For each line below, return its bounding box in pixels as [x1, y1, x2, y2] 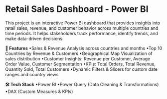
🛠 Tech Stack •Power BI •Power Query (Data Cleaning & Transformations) [5, 81, 159, 87]
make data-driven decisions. [5, 36, 64, 42]
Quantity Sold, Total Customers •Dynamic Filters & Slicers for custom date [5, 66, 158, 72]
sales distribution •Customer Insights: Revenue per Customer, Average [5, 55, 151, 61]
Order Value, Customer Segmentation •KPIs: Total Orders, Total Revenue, [5, 61, 156, 67]
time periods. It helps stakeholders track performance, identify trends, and [5, 30, 159, 36]
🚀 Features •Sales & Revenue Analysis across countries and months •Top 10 [5, 45, 163, 51]
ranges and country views [5, 71, 59, 77]
